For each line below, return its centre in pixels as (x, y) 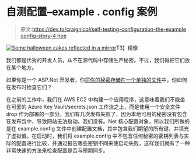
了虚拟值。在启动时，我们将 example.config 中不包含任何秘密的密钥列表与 (95, 136)
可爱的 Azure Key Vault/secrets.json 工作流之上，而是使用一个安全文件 (96, 107)
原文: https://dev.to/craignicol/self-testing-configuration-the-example (103, 29)
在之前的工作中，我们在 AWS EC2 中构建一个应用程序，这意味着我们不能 (93, 99)
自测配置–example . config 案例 (82, 12)
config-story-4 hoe (43, 36)
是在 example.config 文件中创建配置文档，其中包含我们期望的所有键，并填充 (98, 128)
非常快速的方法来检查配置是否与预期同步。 (57, 150)
